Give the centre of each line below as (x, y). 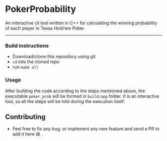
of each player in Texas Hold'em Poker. (45, 28)
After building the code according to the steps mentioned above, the (75, 91)
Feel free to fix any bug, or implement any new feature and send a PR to (86, 129)
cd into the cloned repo (36, 62)
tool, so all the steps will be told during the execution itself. (65, 101)
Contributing (25, 117)
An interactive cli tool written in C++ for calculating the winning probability (81, 23)
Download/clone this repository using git (54, 57)
